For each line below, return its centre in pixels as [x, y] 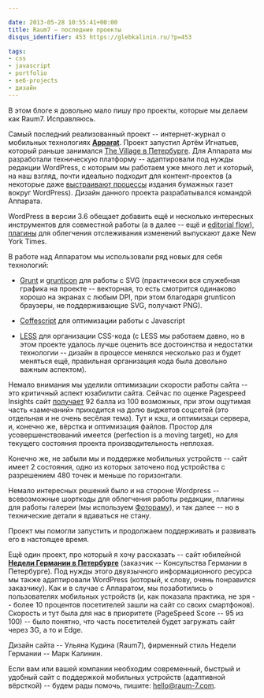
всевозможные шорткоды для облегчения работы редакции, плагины [126, 499]
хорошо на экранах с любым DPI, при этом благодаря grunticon [127, 297]
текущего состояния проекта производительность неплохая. [111, 443]
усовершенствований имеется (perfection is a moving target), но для [123, 435]
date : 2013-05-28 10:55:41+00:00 [63, 22]
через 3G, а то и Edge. [46, 629]
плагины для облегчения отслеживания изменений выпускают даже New [132, 232]
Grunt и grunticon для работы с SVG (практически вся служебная [130, 280]
